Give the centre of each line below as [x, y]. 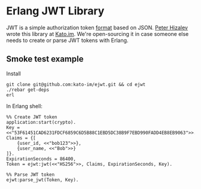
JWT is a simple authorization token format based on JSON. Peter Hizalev [97, 28]
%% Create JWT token [32, 117]
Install [13, 74]
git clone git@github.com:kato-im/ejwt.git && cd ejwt [76, 84]
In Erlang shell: [25, 106]
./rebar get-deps [28, 90]
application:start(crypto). [41, 122]
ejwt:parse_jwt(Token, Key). [42, 180]
